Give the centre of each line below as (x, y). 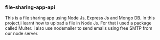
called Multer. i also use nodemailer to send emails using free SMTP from (79, 28)
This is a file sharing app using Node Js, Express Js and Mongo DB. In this (80, 18)
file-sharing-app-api (30, 7)
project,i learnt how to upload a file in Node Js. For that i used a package (78, 23)
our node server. (22, 34)
